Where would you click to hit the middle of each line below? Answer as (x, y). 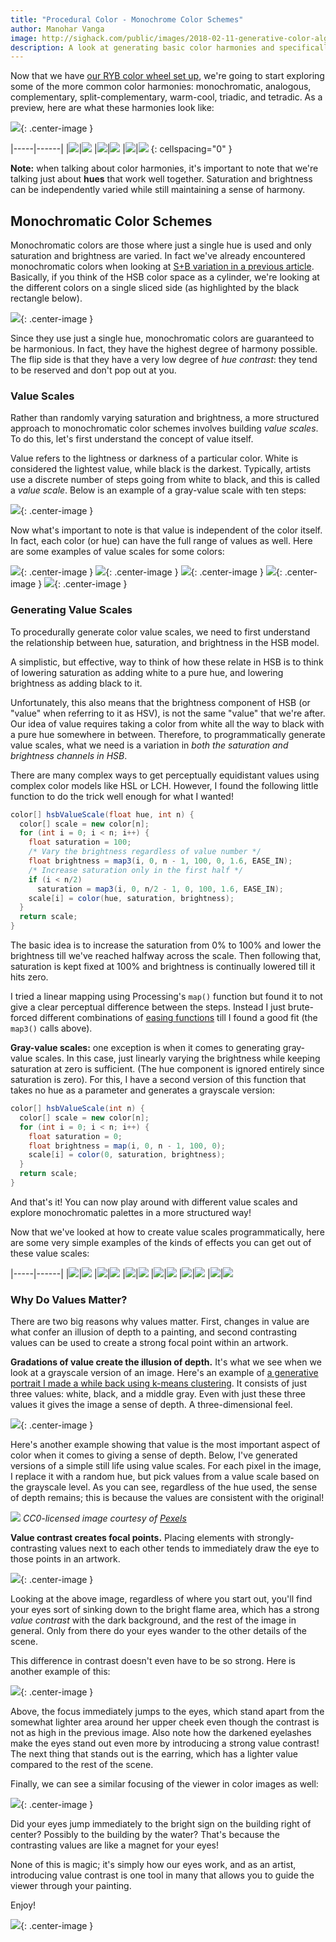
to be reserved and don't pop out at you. (93, 370)
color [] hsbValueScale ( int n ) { (77, 1109)
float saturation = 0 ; (75, 1136)
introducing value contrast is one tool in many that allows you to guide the (162, 1875)
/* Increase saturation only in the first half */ (136, 870)
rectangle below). (46, 298)
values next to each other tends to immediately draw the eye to (189, 1548)
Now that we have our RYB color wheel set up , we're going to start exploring (167, 76)
